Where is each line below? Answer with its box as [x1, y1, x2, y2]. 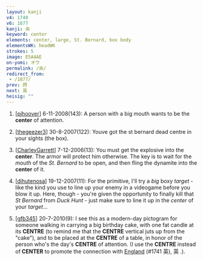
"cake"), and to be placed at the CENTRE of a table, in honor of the [15, 234, 183, 241]
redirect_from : [6, 71, 45, 77]
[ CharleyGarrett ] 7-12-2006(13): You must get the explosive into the [15, 146, 184, 153]
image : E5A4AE [6, 54, 42, 60]
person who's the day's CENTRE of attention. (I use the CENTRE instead [15, 240, 196, 248]
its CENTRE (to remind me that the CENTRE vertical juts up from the [15, 228, 185, 235]
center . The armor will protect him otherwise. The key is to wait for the [15, 153, 192, 160]
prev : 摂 [6, 82, 27, 88]
